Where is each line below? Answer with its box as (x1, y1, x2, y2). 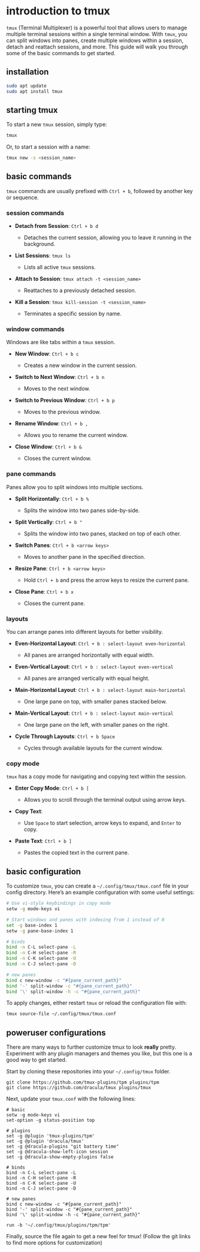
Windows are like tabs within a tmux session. (6, 339, 116, 346)
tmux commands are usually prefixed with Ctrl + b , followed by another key (6, 187, 193, 194)
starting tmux (6, 105, 58, 115)
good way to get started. (6, 1057, 67, 1064)
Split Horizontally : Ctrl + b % (14, 495, 89, 502)
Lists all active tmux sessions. (23, 264, 96, 271)
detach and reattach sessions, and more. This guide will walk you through (6, 43, 189, 50)
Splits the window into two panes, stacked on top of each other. (23, 529, 181, 537)
